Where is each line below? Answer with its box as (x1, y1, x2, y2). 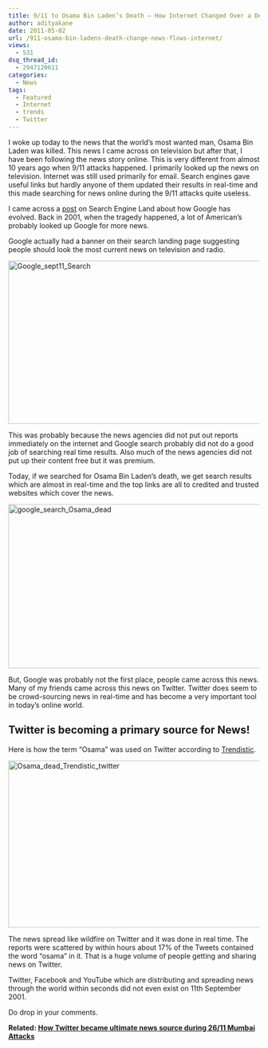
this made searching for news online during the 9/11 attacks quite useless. (8, 188, 251, 198)
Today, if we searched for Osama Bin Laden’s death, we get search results (8, 471, 252, 480)
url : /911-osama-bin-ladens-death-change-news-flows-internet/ (8, 34, 223, 42)
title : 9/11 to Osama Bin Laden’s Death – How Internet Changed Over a (8, 11, 251, 20)
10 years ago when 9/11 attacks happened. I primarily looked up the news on (8, 163, 259, 172)
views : (8, 42, 30, 49)
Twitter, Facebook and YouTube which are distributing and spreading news (8, 975, 254, 984)
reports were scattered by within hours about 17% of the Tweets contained (8, 943, 254, 952)
